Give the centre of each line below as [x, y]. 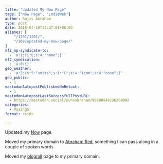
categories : [17, 105]
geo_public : [17, 78]
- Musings [19, 110]
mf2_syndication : [23, 60]
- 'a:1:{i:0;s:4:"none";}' [37, 55]
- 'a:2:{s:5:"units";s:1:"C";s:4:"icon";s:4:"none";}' [66, 73]
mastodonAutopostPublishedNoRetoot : [42, 87]
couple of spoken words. [30, 146]
